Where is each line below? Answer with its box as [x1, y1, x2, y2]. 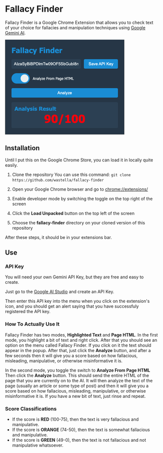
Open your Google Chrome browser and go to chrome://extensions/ [12, 186, 148, 192]
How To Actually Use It [5, 321, 60, 328]
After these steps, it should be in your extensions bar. [5, 234, 112, 240]
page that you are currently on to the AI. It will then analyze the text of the [5, 377, 153, 383]
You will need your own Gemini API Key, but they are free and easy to [5, 274, 144, 280]
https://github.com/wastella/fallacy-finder [12, 177, 104, 182]
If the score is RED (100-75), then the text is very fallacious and [12, 416, 139, 422]
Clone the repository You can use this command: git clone [12, 172, 131, 177]
